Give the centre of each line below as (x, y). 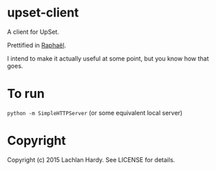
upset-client (43, 13)
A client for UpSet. (33, 32)
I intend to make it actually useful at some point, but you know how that (108, 58)
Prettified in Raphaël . (37, 45)
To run (26, 94)
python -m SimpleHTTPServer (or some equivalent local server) (95, 112)
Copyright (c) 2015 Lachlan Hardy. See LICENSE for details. (91, 159)
